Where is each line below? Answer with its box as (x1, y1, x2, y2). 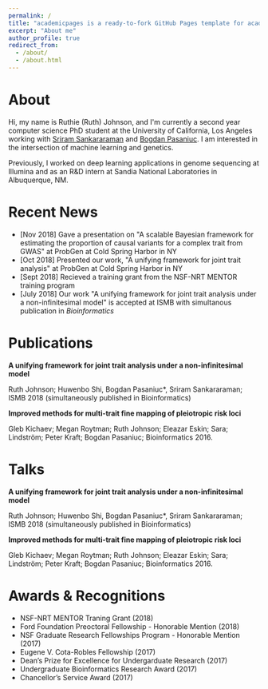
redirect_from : (8, 42, 59, 50)
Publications (8, 333, 93, 352)
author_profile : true (8, 34, 81, 42)
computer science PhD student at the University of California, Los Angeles (8, 125, 253, 135)
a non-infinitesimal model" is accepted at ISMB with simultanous (19, 297, 232, 307)
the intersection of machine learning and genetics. (8, 142, 174, 152)
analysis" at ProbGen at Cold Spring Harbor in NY (19, 263, 183, 273)
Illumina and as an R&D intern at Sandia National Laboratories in (8, 166, 218, 176)
